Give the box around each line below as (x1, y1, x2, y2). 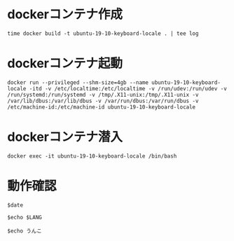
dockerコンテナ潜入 (7, 129, 123, 145)
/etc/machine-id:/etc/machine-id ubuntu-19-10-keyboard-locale (7, 103, 196, 111)
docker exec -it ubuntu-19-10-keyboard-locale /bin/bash (7, 152, 177, 160)
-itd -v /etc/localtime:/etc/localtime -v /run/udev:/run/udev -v (29, 85, 228, 92)
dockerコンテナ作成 (7, 6, 123, 22)
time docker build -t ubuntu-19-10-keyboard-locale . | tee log (7, 29, 199, 37)
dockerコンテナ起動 (7, 55, 123, 71)
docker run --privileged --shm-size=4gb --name (7, 78, 149, 86)
